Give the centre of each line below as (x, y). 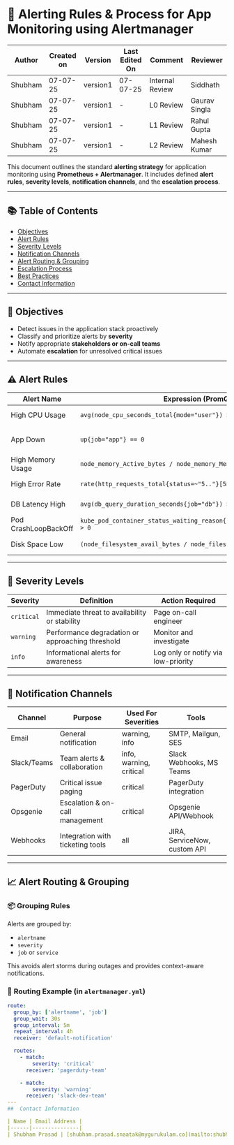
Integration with (85, 836)
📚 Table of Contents (53, 211)
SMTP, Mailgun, (194, 734)
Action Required (188, 601)
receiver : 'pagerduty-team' (67, 1070)
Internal (162, 80)
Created (63, 55)
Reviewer (207, 60)
